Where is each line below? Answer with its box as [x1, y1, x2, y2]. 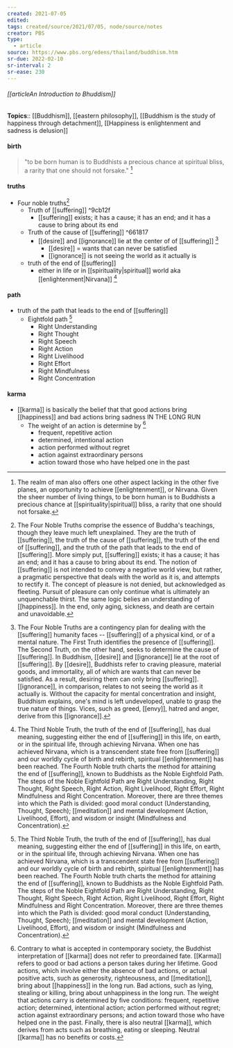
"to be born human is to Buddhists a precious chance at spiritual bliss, [24, 157, 225, 166]
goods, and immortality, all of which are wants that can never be [17, 668, 201, 676]
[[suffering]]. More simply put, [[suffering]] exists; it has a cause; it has [17, 551, 220, 559]
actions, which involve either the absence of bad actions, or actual [17, 967, 207, 975]
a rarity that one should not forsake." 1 [24, 165, 133, 175]
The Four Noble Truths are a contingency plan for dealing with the [17, 623, 206, 631]
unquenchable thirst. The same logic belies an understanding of [17, 595, 200, 604]
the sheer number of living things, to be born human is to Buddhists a [17, 493, 216, 501]
